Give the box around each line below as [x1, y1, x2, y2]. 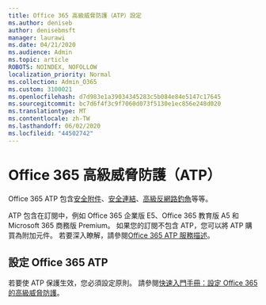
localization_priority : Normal [8, 71, 112, 78]
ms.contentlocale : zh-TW [8, 115, 90, 123]
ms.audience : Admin [8, 48, 73, 56]
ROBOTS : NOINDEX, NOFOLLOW [8, 63, 97, 71]
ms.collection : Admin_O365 [8, 78, 97, 86]
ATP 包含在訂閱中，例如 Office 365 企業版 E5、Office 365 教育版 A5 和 [8, 211, 239, 220]
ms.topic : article [8, 56, 69, 64]
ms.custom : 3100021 [8, 85, 73, 93]
